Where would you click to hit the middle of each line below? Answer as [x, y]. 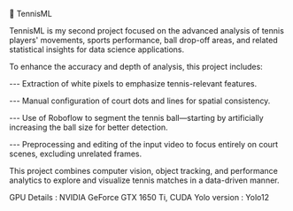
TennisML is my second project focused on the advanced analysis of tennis [147, 30]
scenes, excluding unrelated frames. [76, 154]
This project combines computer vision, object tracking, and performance [144, 171]
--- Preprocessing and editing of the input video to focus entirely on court [144, 144]
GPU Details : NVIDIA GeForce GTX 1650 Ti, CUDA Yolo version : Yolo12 [139, 197]
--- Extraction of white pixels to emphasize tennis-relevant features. [133, 83]
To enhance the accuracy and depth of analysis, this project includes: [136, 67]
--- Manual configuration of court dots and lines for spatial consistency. [140, 101]
